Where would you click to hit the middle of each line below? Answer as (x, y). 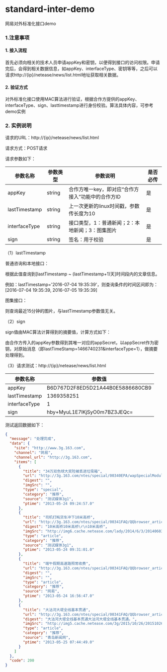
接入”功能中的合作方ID (95, 196)
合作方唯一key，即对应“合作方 (104, 189)
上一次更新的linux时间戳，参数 (104, 206)
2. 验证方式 (17, 87)
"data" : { (20, 443)
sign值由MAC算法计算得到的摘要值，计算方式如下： (58, 332)
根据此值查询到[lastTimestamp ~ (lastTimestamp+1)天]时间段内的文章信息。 (83, 274)
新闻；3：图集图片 (95, 230)
